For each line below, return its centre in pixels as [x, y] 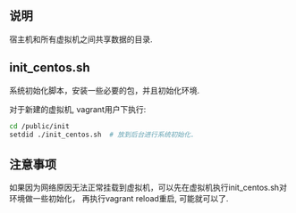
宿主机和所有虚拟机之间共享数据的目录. [81, 39]
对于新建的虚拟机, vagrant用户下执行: [78, 109]
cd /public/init [39, 126]
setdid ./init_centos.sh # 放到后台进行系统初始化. [102, 135]
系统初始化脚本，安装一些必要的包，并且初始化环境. [105, 90]
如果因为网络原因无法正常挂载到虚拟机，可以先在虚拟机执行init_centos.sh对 [148, 188]
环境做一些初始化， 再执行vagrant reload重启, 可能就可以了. [119, 199]
